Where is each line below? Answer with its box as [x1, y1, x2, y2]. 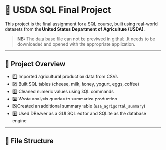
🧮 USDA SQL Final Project [5, 4, 111, 16]
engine [12, 117, 27, 123]
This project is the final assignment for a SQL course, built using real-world [5, 21, 158, 27]
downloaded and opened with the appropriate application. [17, 41, 136, 47]
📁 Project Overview [5, 60, 66, 68]
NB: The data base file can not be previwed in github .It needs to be [17, 36, 156, 42]
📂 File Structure [5, 137, 54, 145]
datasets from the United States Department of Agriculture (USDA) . [5, 26, 145, 32]
